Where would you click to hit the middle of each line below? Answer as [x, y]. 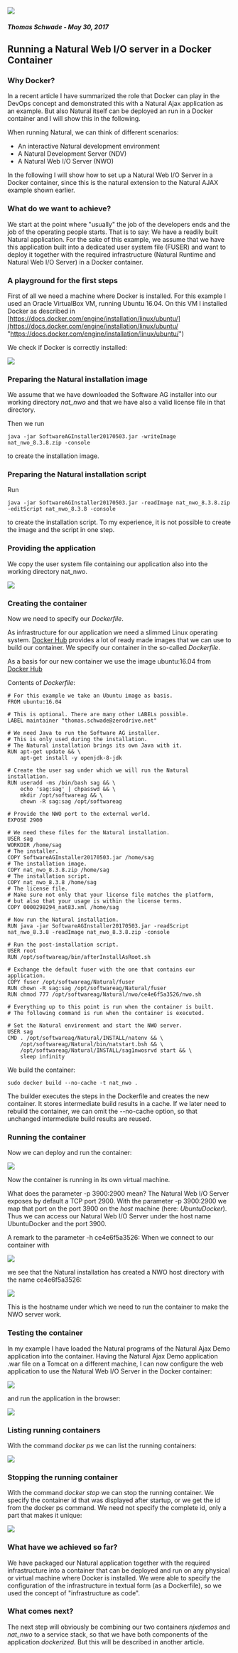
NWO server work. [34, 1314]
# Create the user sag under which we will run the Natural [98, 771]
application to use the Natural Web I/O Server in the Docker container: [110, 1371]
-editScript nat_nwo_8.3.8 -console [61, 509]
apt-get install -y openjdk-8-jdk [71, 758]
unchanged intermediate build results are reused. [79, 1119]
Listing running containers [54, 1430]
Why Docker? [31, 80]
